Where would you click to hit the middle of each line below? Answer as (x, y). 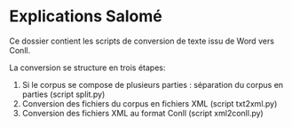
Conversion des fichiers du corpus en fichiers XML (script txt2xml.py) (150, 103)
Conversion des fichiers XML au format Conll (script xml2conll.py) (142, 113)
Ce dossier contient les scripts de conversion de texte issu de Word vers (142, 41)
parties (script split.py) (63, 94)
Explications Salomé (86, 16)
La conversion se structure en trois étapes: (87, 67)
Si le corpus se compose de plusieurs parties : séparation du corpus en (153, 84)
